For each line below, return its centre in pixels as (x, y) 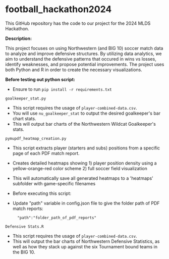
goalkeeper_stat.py (26, 98)
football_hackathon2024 (59, 9)
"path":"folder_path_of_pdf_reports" (57, 218)
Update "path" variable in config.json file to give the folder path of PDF (86, 203)
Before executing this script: (42, 193)
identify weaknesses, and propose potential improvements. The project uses (85, 64)
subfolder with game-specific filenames (54, 183)
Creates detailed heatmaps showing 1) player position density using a (85, 163)
